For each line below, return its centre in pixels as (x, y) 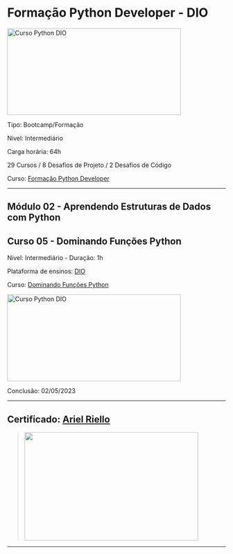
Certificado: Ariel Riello (59, 419)
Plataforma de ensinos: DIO (46, 271)
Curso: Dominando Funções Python (58, 285)
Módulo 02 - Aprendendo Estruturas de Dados (109, 207)
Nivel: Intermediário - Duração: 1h (55, 258)
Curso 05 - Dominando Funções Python (94, 241)
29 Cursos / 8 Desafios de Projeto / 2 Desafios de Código (89, 165)
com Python (34, 217)
